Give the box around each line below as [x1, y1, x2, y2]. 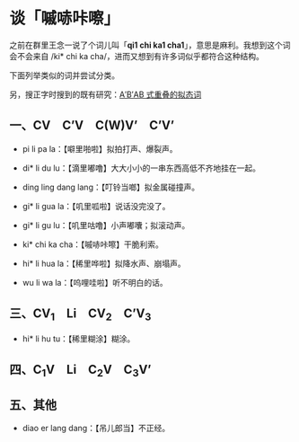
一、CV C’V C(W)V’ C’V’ [9, 118, 175, 133]
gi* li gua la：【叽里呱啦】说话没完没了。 [22, 200, 171, 211]
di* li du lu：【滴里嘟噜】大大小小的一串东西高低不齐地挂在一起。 [22, 163, 260, 173]
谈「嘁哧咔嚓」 [9, 8, 120, 29]
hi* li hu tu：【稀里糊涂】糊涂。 [22, 333, 136, 344]
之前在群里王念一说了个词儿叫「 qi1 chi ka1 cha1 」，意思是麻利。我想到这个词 [9, 40, 291, 50]
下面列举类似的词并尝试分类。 [9, 69, 119, 81]
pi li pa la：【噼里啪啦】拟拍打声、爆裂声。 [22, 143, 178, 154]
